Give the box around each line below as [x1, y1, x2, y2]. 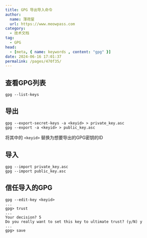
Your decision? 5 [5, 214, 42, 220]
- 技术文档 [10, 31, 30, 36]
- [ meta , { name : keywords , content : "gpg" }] [10, 49, 111, 54]
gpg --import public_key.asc [5, 169, 66, 174]
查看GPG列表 [5, 78, 46, 87]
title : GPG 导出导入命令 [5, 7, 53, 13]
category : [5, 26, 26, 31]
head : [5, 45, 17, 50]
